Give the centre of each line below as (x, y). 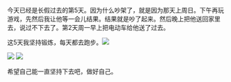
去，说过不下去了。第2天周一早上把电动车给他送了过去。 (88, 27)
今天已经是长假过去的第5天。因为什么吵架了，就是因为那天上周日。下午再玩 (116, 10)
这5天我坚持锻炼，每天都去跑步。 (55, 42)
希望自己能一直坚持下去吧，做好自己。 (62, 71)
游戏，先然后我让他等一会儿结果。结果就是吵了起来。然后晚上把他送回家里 (114, 19)
